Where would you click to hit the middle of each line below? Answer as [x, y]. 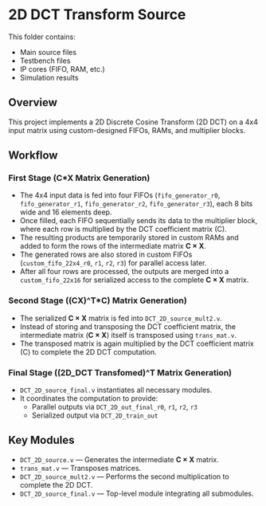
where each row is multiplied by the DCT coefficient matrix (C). [123, 229]
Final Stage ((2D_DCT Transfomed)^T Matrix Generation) [120, 372]
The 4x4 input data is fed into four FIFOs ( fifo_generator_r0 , [120, 195]
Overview [33, 102]
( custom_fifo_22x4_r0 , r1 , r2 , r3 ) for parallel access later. [113, 263]
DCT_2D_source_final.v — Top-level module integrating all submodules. [137, 493]
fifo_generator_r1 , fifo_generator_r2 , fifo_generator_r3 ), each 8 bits [136, 204]
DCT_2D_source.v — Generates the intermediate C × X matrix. [119, 459]
